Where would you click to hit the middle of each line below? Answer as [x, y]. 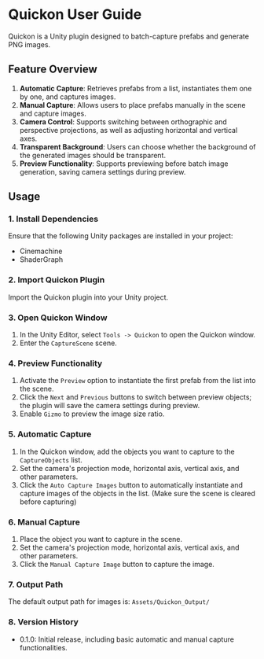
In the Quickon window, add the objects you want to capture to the [127, 451]
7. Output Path [36, 584]
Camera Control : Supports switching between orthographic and [123, 121]
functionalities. [44, 647]
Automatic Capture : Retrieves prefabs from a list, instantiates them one [136, 88]
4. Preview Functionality [55, 363]
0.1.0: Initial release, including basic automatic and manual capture [126, 639]
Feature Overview [53, 70]
